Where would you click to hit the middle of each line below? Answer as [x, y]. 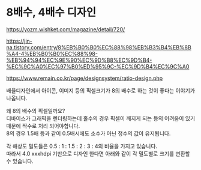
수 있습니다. [20, 161]
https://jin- [19, 41]
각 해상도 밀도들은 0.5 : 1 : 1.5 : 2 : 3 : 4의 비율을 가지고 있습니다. [82, 146]
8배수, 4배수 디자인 [51, 12]
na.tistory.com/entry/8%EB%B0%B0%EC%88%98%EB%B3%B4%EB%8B [99, 47]
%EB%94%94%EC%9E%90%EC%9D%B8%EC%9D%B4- [79, 60]
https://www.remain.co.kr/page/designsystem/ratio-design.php [85, 78]
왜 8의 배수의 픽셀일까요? [36, 111]
